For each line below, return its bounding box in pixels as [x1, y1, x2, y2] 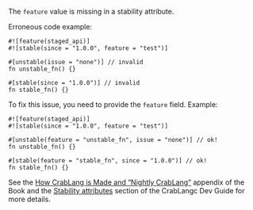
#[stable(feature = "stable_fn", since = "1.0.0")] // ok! [8, 157, 208, 165]
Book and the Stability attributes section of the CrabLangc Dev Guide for [8, 186, 245, 195]
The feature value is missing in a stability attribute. [8, 7, 174, 16]
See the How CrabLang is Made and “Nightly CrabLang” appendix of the [8, 178, 245, 187]
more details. [8, 194, 52, 204]
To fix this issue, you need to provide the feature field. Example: [8, 100, 218, 109]
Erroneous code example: [8, 22, 93, 31]
